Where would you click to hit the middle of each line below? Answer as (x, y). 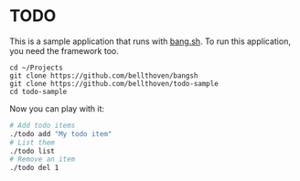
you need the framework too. (64, 50)
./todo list (32, 151)
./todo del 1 (34, 168)
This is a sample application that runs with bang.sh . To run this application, (150, 41)
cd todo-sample (38, 91)
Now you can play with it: (57, 108)
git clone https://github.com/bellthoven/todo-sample (114, 83)
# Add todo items (43, 125)
